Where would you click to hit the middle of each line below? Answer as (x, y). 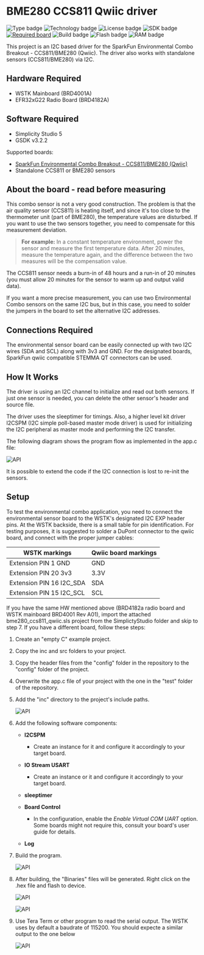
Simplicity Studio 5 (39, 134)
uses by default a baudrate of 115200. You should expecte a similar (99, 927)
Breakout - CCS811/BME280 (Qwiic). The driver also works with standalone (100, 52)
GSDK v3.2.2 (31, 140)
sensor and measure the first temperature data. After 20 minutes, (103, 248)
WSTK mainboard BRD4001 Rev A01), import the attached (79, 614)
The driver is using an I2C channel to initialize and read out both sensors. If (100, 391)
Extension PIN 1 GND (40, 563)
